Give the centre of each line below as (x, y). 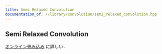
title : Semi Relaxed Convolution (40, 10)
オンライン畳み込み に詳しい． (36, 47)
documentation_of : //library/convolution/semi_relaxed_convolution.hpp (81, 14)
